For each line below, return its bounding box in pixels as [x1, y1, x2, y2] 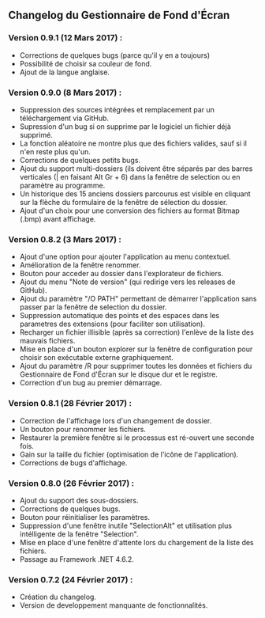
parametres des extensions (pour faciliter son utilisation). [19, 319, 205, 329]
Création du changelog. [19, 592, 97, 602]
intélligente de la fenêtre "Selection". [19, 529, 140, 539]
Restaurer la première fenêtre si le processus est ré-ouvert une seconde [19, 433, 255, 442]
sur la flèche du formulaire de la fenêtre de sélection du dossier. [19, 197, 228, 207]
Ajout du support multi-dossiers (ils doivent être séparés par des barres [19, 164, 253, 173]
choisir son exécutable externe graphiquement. [19, 353, 174, 362]
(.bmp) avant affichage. [19, 214, 96, 223]
